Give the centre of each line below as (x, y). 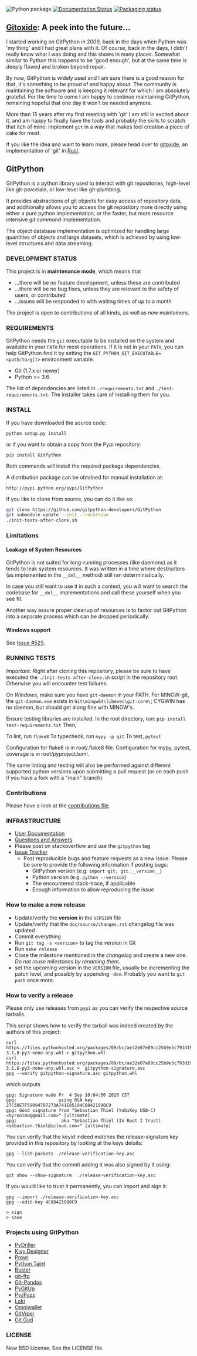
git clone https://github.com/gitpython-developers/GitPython (84, 510)
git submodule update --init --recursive (57, 515)
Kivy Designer (31, 1251)
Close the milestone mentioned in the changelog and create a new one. (101, 955)
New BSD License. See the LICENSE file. (55, 1348)
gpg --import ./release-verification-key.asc (62, 1197)
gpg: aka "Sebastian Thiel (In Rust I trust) (84, 1121)
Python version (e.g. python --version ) (79, 877)
